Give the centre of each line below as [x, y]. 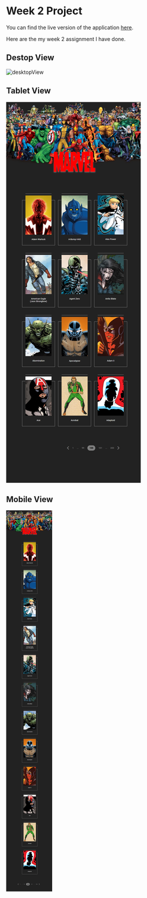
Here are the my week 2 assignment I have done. [66, 39]
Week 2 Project [44, 11]
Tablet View [29, 91]
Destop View [30, 58]
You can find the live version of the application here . [70, 27]
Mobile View [30, 499]
